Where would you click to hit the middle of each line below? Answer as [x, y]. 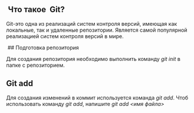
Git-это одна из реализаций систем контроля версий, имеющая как [92, 23]
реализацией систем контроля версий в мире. [65, 36]
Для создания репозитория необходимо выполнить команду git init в [93, 59]
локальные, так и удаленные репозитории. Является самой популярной [97, 30]
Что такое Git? [36, 10]
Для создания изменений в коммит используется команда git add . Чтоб [97, 97]
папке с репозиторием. [35, 65]
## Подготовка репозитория [43, 47]
